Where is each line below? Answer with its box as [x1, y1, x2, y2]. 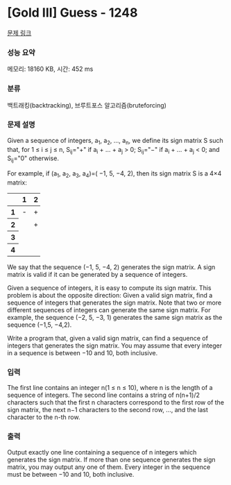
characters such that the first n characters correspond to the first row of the [7, 398, 224, 407]
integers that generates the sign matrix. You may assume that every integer [7, 341, 223, 350]
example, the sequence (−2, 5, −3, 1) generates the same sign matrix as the [7, 314, 223, 322]
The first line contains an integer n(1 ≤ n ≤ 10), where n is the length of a [7, 384, 213, 392]
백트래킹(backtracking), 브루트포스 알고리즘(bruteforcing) [7, 101, 166, 109]
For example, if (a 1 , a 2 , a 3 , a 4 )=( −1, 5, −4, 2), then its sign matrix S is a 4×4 [7, 169, 222, 180]
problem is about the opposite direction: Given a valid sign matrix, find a [7, 291, 213, 300]
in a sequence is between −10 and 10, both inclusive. [7, 349, 158, 357]
